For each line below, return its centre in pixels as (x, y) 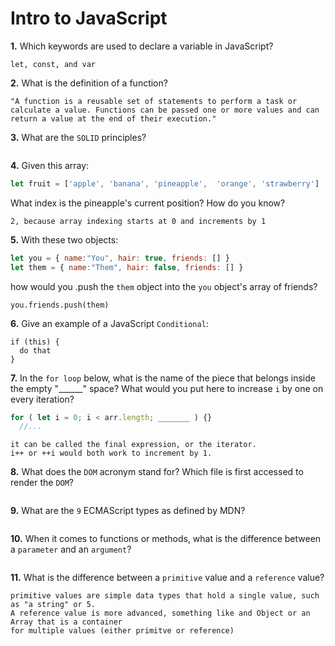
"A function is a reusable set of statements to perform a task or (154, 101)
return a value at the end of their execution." (113, 118)
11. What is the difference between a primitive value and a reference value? (167, 578)
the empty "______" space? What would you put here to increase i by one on (167, 388)
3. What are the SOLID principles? (78, 137)
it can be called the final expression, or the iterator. (133, 445)
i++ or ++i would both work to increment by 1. (111, 453)
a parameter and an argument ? (71, 549)
